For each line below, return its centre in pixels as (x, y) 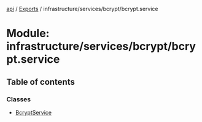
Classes (19, 99)
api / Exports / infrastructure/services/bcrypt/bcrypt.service (82, 9)
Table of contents (41, 82)
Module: (28, 34)
